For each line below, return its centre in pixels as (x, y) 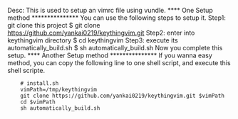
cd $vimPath (38, 102)
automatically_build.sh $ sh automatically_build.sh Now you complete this (115, 48)
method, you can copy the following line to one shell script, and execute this (119, 63)
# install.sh (40, 84)
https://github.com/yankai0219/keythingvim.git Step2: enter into (101, 33)
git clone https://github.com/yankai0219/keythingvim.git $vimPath (122, 96)
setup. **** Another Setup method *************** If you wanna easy (110, 55)
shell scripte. (26, 70)
